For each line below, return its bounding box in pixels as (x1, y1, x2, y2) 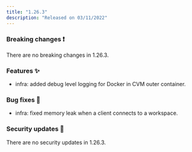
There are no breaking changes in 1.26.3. (6, 51, 109, 59)
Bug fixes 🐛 (6, 96, 41, 104)
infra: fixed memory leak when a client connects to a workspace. (15, 109, 178, 117)
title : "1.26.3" (6, 9, 48, 15)
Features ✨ (6, 67, 40, 75)
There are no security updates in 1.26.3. (6, 139, 106, 146)
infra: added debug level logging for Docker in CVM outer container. (15, 81, 186, 88)
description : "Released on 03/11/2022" (6, 15, 108, 21)
